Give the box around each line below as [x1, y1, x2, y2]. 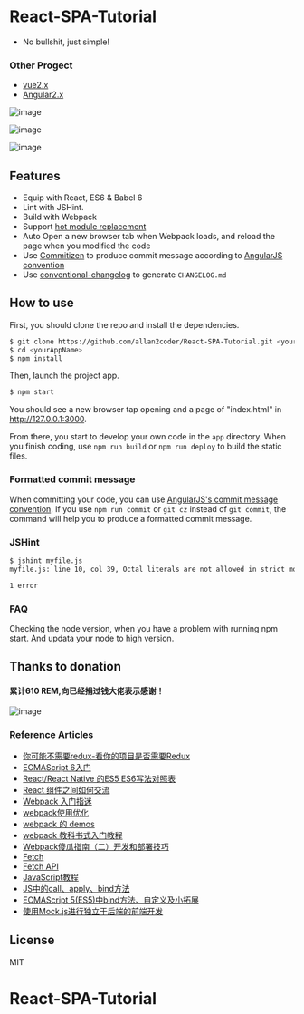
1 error [9, 581, 39, 590]
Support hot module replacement [22, 221, 147, 232]
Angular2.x [22, 89, 64, 101]
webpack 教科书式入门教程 [22, 829, 123, 840]
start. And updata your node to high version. [9, 633, 175, 643]
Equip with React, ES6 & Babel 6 [22, 192, 143, 203]
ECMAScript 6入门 [22, 761, 92, 772]
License [9, 932, 55, 948]
